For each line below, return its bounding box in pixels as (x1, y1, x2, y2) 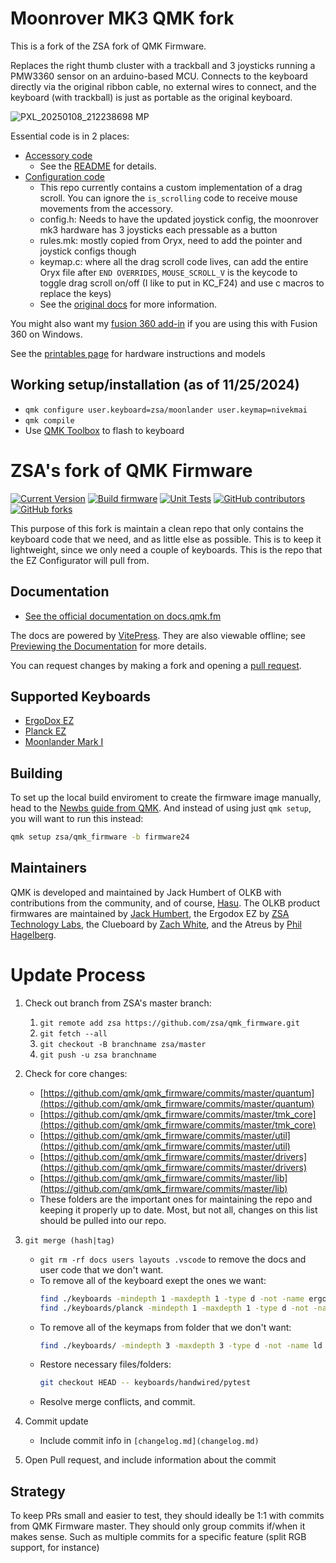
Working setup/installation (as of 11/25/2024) (10, 377, 300, 394)
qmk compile (24, 415, 75, 426)
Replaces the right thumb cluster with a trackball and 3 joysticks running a (10, 59, 316, 71)
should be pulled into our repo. (39, 1214, 167, 1226)
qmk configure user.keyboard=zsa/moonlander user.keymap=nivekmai (24, 405, 308, 415)
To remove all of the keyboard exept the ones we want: (39, 1274, 267, 1286)
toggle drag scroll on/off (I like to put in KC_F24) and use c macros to (39, 277, 325, 289)
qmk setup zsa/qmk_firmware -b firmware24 (10, 832, 190, 842)
